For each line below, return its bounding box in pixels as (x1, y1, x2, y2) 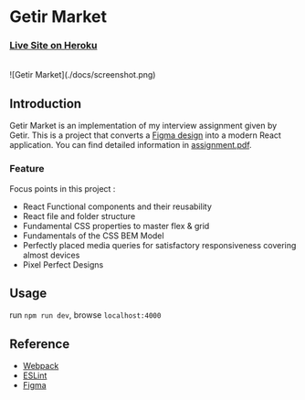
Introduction (9, 96, 82, 111)
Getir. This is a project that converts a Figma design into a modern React (9, 130, 281, 141)
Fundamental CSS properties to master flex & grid (22, 220, 210, 231)
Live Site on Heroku (9, 39, 98, 52)
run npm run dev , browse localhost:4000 (9, 310, 162, 321)
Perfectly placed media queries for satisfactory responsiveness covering (22, 239, 297, 250)
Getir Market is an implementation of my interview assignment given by (9, 121, 278, 132)
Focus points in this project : (9, 183, 116, 194)
